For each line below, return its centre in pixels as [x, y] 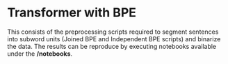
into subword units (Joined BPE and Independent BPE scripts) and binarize [114, 39]
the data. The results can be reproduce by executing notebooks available [112, 46]
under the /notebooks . [40, 54]
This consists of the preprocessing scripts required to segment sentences [113, 32]
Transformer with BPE [72, 13]
